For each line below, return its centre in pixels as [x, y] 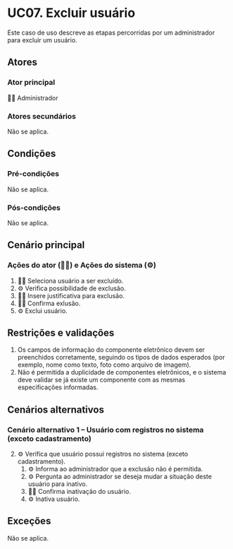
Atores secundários [42, 116]
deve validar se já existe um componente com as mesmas [101, 380]
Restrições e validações [61, 332]
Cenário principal [46, 245]
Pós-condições [34, 208]
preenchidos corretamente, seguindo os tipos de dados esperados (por [121, 358]
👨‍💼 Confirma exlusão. [49, 303]
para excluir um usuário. [42, 40]
